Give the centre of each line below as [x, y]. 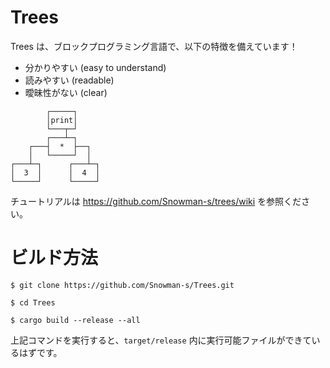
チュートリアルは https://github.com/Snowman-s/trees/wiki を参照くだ [156, 201]
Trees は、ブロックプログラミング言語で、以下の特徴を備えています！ [154, 46]
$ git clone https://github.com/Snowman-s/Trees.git [122, 285]
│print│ [62, 120]
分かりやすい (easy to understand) [95, 67]
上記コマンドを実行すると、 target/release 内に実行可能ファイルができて [161, 340]
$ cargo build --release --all [75, 320]
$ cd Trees [33, 302]
